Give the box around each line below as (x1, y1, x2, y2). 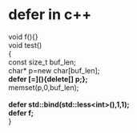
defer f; (8, 108, 34, 117)
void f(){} (8, 32, 38, 41)
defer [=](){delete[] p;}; (8, 74, 88, 84)
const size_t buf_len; (8, 57, 76, 67)
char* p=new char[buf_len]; (8, 65, 100, 75)
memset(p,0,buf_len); (8, 82, 79, 92)
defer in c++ (8, 6, 92, 24)
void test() (8, 40, 42, 49)
